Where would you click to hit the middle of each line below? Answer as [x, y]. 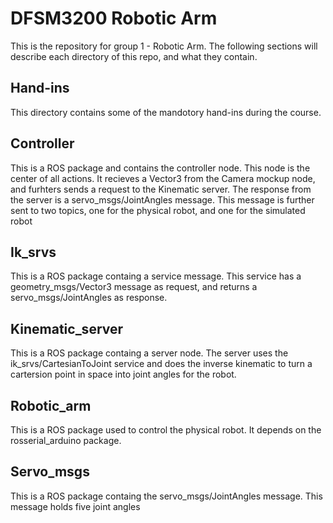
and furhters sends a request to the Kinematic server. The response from [161, 189]
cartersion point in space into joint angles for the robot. [123, 374]
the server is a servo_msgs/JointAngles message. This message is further [162, 199]
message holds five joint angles [75, 506]
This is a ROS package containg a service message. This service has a [156, 276]
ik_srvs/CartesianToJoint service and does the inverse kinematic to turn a [161, 364]
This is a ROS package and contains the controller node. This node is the [160, 168]
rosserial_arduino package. [66, 440]
